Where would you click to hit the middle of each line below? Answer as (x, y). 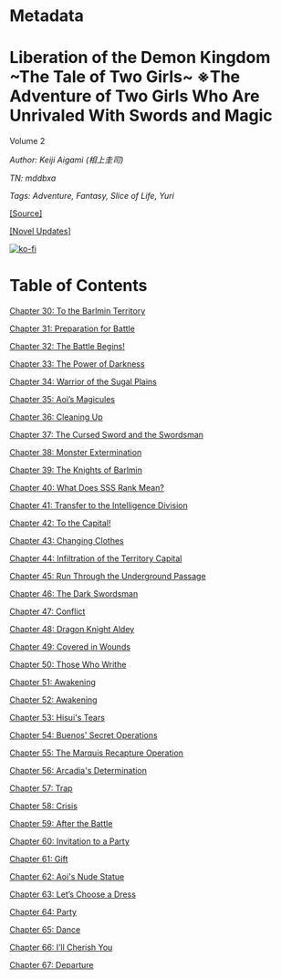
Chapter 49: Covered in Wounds (70, 647)
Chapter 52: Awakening (53, 700)
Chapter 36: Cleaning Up (56, 417)
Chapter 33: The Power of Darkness (77, 364)
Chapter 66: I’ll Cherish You (61, 948)
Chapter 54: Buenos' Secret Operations (83, 735)
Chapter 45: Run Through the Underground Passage (108, 577)
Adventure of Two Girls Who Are (135, 96)
